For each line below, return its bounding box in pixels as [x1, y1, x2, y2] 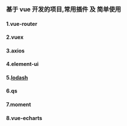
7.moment [6, 101, 31, 108]
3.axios [6, 47, 25, 54]
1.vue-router [6, 20, 38, 27]
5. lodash [6, 74, 28, 81]
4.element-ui [6, 61, 39, 68]
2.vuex [6, 34, 24, 41]
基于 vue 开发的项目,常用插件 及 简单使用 [6, 5, 122, 13]
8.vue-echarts [6, 114, 42, 121]
